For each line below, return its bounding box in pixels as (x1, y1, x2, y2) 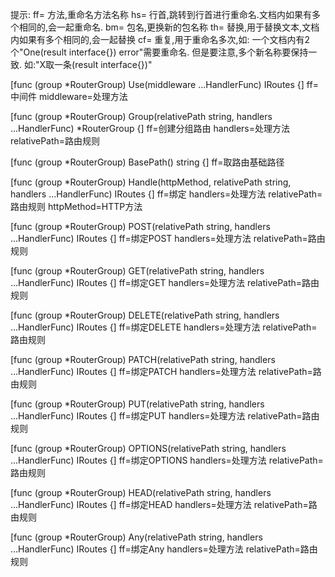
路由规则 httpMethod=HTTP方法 (10, 201, 143, 212)
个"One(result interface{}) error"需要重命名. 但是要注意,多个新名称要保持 (10, 46, 309, 58)
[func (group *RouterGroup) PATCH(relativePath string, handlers (10, 354, 276, 365)
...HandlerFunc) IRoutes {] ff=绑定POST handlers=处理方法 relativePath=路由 (10, 233, 326, 244)
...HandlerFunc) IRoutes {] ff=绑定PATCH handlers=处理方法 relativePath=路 (10, 366, 322, 377)
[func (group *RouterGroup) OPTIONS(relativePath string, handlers (10, 443, 287, 454)
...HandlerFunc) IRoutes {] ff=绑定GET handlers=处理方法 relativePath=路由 (10, 277, 320, 288)
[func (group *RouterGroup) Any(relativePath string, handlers (10, 531, 263, 543)
